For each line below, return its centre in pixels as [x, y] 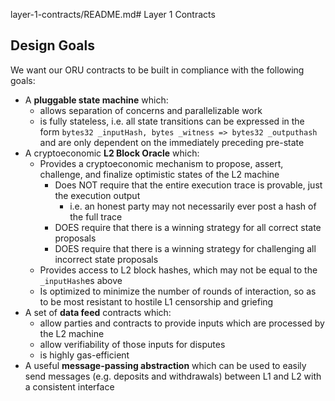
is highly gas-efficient [84, 355]
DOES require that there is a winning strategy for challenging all [185, 248]
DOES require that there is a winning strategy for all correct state [188, 227]
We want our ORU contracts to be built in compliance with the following [157, 70]
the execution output [97, 195]
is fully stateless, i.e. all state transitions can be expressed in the [172, 121]
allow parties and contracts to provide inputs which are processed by [182, 323]
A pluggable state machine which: [96, 100]
